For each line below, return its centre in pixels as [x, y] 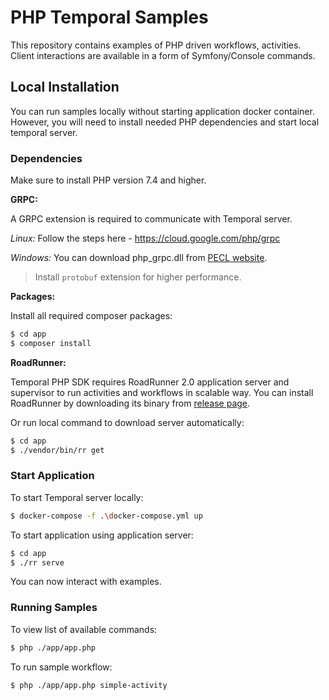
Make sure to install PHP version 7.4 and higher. [108, 180]
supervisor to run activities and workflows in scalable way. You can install [162, 392]
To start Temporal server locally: [77, 497]
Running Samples [54, 608]
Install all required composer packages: [91, 316]
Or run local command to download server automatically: [127, 422]
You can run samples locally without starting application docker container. [162, 111]
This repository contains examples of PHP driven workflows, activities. [156, 45]
